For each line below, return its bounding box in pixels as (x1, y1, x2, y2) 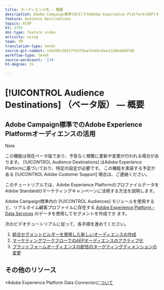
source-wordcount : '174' (5, 57, 56, 62)
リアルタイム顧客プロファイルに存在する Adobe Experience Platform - (13, 205, 155, 211)
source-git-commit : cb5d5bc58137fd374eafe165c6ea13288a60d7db (5, 48, 135, 53)
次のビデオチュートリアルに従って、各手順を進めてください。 (5, 221, 129, 227)
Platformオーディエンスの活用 (5, 130, 96, 138)
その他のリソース (5, 265, 56, 274)
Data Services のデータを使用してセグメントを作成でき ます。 (5, 211, 130, 216)
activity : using (5, 35, 38, 40)
